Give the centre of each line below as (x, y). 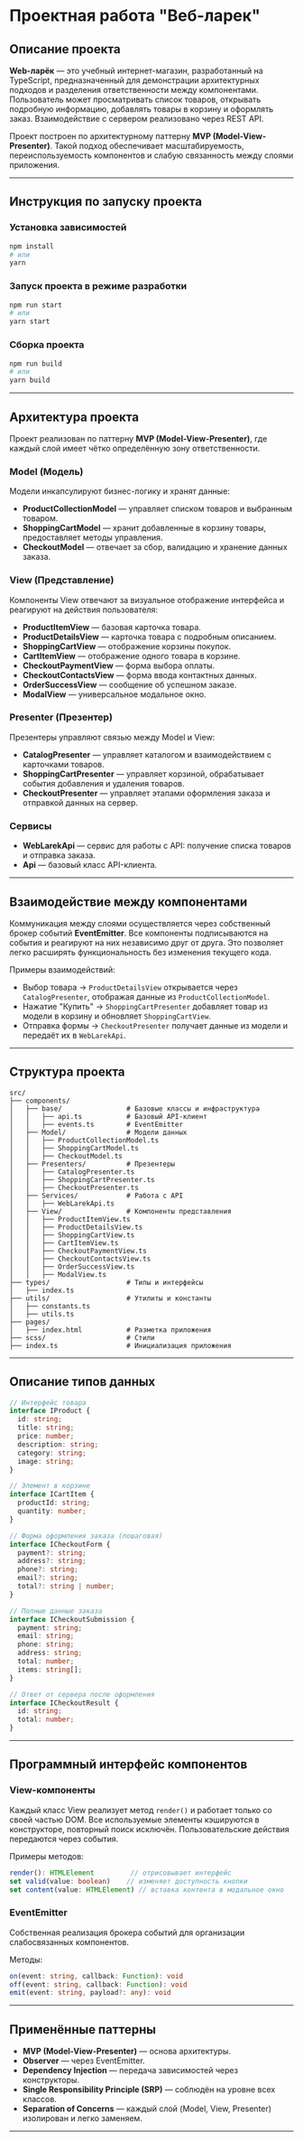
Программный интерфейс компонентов (129, 1765)
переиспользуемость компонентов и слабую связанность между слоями (151, 155)
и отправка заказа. (59, 855)
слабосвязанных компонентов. (69, 1941)
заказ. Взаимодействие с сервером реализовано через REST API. (137, 119)
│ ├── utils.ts (42, 1314)
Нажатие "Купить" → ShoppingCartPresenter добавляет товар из (145, 1006)
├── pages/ (30, 1322)
